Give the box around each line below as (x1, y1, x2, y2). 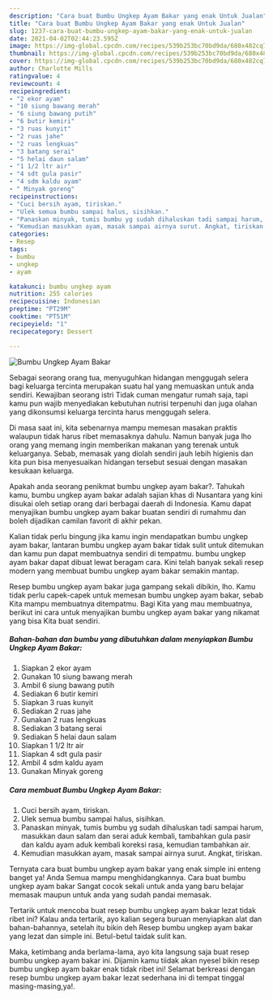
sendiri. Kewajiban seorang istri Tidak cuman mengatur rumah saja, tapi (9, 389, 249, 399)
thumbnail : (9, 49, 46, 57)
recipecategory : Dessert (9, 327, 93, 336)
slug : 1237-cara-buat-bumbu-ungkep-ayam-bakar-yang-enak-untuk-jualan (9, 27, 253, 35)
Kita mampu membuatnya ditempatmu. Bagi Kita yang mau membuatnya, (9, 598, 253, 608)
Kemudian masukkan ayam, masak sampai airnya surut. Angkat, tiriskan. (20, 848, 262, 858)
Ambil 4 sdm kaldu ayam (20, 758, 104, 767)
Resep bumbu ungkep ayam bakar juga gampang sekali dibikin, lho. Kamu (9, 581, 256, 591)
